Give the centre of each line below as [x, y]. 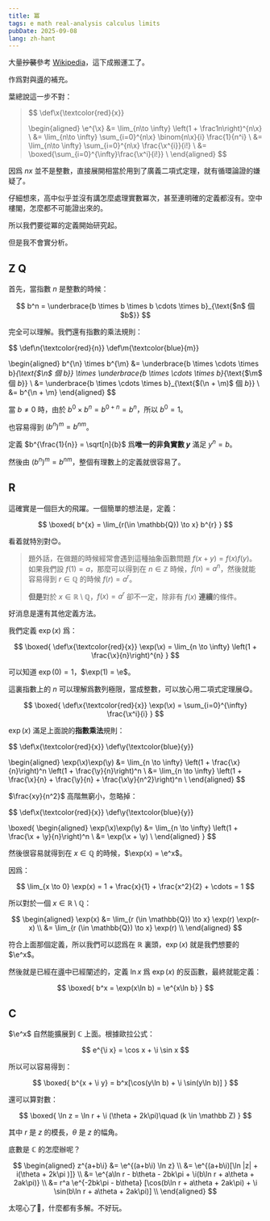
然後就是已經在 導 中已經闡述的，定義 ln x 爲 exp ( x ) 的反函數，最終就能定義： [135, 972]
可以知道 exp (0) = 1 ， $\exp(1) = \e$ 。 [72, 672]
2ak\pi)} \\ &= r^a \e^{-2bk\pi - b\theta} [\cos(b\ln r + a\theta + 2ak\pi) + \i [135, 1183]
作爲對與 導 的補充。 [40, 80]
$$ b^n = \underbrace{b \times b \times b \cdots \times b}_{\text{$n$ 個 [135, 306]
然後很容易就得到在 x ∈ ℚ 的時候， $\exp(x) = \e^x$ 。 [98, 854]
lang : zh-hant [32, 38]
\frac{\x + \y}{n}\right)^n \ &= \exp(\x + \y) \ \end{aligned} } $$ [112, 837]
